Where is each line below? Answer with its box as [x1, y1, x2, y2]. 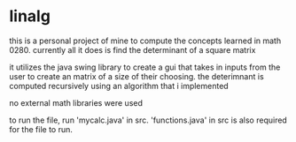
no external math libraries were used [9, 97, 144, 108]
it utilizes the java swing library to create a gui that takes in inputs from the [9, 62, 281, 72]
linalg [9, 6, 51, 26]
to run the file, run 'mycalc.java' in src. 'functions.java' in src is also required [9, 115, 288, 125]
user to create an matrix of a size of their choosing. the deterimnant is [9, 71, 264, 81]
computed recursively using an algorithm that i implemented [9, 80, 229, 91]
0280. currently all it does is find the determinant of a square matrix [9, 44, 256, 55]
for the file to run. [9, 123, 74, 134]
